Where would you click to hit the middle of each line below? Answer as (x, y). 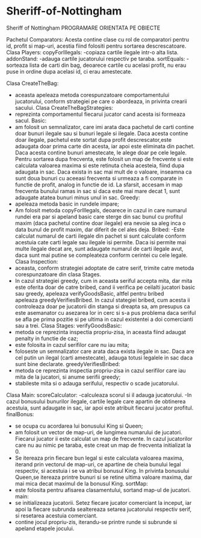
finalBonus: (20, 414)
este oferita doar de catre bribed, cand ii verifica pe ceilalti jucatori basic (105, 287)
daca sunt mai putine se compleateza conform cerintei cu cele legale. (101, 255)
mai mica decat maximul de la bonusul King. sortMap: (82, 483)
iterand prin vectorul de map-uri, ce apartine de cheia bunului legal (98, 464)
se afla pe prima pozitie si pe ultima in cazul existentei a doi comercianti (104, 319)
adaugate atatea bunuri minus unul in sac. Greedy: (77, 197)
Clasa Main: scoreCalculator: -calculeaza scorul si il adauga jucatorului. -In (99, 395)
